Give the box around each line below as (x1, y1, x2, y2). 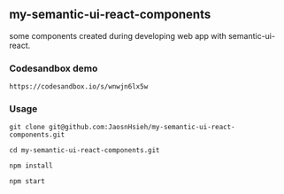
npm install (9, 161, 53, 171)
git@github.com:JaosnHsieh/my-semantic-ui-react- (48, 123, 236, 132)
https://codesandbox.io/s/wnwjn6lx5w (9, 82, 149, 91)
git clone (9, 123, 46, 132)
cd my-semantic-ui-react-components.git (9, 146, 161, 155)
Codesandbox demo (9, 62, 98, 74)
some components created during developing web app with (9, 30, 227, 41)
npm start (9, 177, 46, 186)
